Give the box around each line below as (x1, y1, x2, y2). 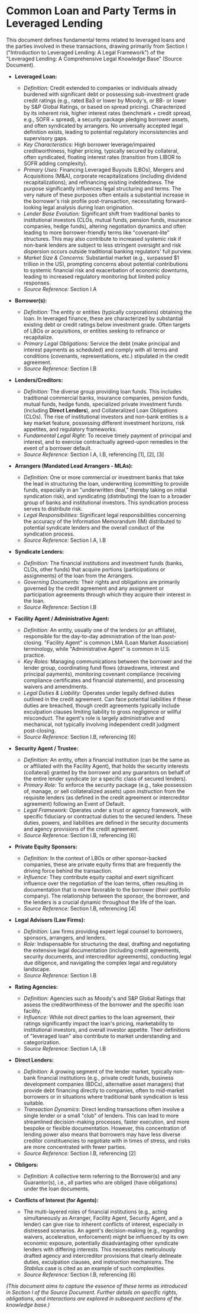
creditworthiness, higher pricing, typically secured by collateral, (23, 147, 179, 154)
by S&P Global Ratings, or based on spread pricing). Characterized (23, 103, 186, 110)
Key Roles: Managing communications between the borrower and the (23, 658, 192, 665)
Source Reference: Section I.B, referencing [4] (23, 905, 137, 912)
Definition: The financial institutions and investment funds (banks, (23, 559, 184, 566)
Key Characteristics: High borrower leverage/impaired (23, 141, 155, 148)
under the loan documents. (23, 1185, 90, 1192)
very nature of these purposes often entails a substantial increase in (23, 191, 190, 198)
